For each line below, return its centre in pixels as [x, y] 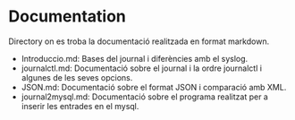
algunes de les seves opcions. [77, 77]
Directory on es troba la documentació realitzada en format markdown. [139, 41]
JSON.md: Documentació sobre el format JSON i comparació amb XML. [154, 87]
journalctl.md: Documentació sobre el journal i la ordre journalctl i [142, 68]
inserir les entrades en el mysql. [80, 106]
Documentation [67, 17]
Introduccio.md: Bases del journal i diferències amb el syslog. [135, 58]
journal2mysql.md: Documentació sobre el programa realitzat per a [145, 97]
